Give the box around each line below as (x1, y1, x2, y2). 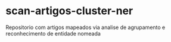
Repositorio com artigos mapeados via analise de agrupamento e (5, 24, 166, 31)
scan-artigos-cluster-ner (5, 4, 133, 18)
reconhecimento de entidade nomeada (5, 30, 101, 37)
